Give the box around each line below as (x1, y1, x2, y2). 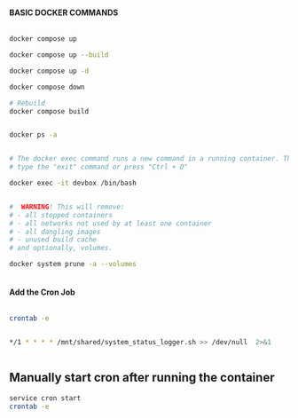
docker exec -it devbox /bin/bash (9, 178, 137, 188)
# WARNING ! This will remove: (9, 202, 125, 211)
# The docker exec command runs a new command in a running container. (9, 154, 279, 163)
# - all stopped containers (9, 210, 114, 219)
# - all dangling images (9, 227, 101, 236)
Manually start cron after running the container (9, 370, 275, 385)
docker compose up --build (9, 51, 109, 59)
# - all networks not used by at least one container (9, 218, 213, 228)
